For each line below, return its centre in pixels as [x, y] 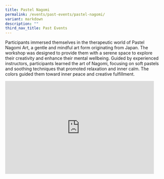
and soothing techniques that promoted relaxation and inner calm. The [77, 69]
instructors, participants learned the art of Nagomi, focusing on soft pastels [82, 64]
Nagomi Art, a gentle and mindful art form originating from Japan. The [77, 48]
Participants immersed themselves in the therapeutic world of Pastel [75, 42]
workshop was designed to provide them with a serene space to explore [79, 53]
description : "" [22, 24]
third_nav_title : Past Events [36, 28]
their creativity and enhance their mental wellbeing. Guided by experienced [82, 58]
